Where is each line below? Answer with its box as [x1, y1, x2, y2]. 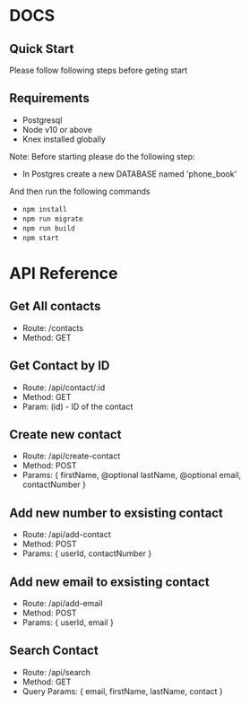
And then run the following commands [9, 186, 151, 196]
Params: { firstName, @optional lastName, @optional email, [22, 470, 242, 481]
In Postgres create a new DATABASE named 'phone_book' [22, 168, 237, 179]
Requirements [9, 91, 90, 106]
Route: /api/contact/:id [22, 382, 106, 393]
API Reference [9, 264, 118, 283]
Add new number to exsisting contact [9, 505, 224, 520]
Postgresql [22, 114, 63, 126]
